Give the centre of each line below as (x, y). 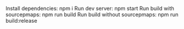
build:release (21, 21)
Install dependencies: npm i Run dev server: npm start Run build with (90, 8)
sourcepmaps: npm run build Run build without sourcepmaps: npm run (92, 14)
